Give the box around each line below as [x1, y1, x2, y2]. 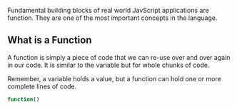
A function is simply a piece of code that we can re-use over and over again [7, 53, 231, 61]
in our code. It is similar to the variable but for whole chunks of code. [7, 61, 210, 69]
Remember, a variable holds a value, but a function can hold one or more [7, 74, 221, 83]
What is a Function [7, 34, 92, 46]
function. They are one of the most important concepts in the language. [7, 14, 218, 22]
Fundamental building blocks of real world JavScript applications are [7, 6, 209, 14]
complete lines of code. [7, 82, 77, 90]
